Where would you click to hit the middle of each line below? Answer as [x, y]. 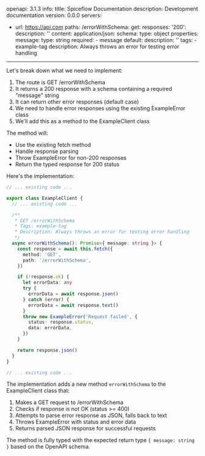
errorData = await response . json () [74, 294]
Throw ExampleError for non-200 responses [71, 158]
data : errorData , [50, 328]
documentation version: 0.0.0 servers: [54, 15]
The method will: [27, 133]
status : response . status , [61, 322]
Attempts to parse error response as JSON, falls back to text [91, 415]
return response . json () [48, 350]
